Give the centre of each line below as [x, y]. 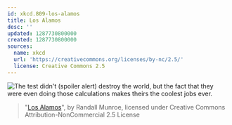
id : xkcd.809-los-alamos [44, 14]
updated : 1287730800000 [42, 33]
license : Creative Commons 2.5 [59, 66]
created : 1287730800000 [42, 40]
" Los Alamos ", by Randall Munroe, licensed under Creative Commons [125, 107]
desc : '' [20, 27]
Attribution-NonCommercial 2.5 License [82, 114]
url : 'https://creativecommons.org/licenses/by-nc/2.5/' [99, 60]
